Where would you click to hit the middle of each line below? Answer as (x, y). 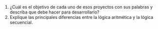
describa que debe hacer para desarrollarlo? (54, 12)
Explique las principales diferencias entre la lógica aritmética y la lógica (81, 17)
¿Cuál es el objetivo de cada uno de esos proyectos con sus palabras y (81, 7)
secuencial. (21, 22)
